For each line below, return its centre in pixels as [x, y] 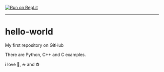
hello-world [29, 32]
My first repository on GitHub [34, 45]
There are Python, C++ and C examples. [46, 54]
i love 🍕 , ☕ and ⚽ [22, 64]
